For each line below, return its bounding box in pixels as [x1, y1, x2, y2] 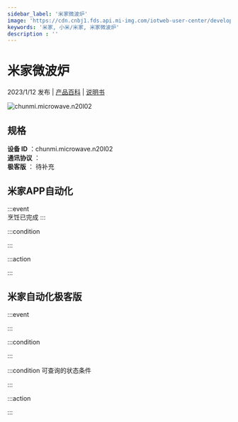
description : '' [7, 30, 59, 38]
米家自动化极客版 [7, 291, 82, 303]
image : [7, 17, 27, 24]
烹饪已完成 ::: [7, 212, 46, 221]
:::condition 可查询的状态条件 [7, 366, 92, 374]
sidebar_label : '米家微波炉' [7, 10, 89, 18]
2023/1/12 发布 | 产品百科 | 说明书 [7, 88, 105, 97]
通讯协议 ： [7, 153, 40, 162]
